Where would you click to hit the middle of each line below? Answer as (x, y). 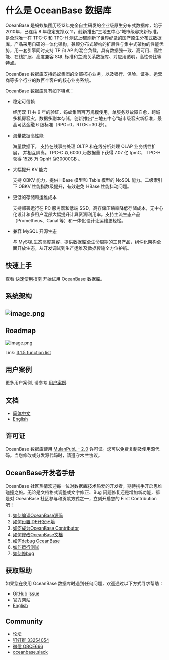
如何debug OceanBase (36, 541)
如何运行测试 (26, 547)
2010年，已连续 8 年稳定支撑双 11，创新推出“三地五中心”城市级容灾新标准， (83, 31)
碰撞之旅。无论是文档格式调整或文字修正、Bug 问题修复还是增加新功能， (80, 492)
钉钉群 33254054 (31, 640)
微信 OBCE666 (28, 647)
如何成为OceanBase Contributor (46, 528)
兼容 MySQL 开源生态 (34, 231)
